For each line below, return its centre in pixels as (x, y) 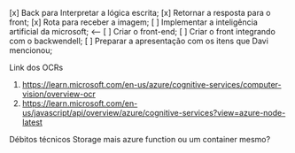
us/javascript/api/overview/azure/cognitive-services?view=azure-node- (154, 113)
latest (32, 122)
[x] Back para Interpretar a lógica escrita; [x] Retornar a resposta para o (140, 13)
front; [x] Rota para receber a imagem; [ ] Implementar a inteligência (134, 22)
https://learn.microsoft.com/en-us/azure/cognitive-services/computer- (151, 84)
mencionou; (31, 50)
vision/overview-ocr (58, 94)
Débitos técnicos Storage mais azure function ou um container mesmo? (140, 139)
